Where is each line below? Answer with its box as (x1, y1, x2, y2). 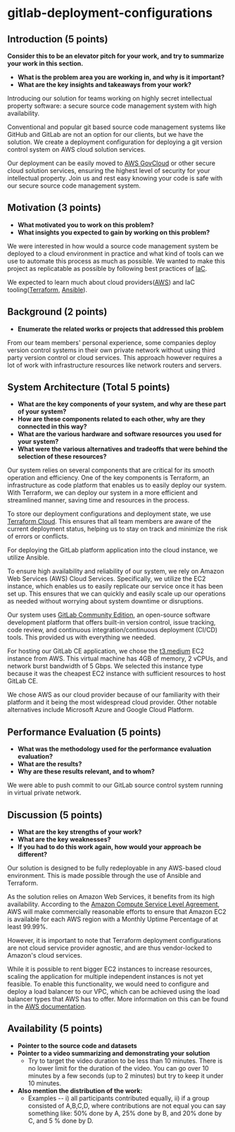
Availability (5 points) (7, 1023, 103, 1035)
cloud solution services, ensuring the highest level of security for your (7, 167, 210, 174)
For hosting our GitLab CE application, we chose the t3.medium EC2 (7, 647, 205, 656)
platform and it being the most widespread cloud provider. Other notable (7, 698, 217, 706)
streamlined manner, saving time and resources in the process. (7, 496, 190, 505)
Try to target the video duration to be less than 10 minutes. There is (27, 1056, 223, 1065)
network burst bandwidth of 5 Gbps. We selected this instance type (7, 662, 203, 670)
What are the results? (17, 760, 82, 769)
